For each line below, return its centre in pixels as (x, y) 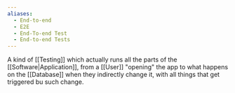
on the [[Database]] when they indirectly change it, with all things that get (113, 75)
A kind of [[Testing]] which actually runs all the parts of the (92, 59)
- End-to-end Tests (42, 40)
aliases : (20, 14)
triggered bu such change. (46, 82)
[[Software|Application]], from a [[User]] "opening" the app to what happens (118, 67)
